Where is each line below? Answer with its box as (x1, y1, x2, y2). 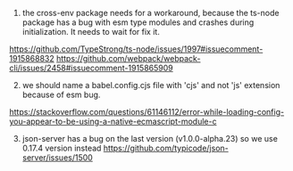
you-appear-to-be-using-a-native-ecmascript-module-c (9, 116, 217, 126)
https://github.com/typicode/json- (103, 142, 230, 153)
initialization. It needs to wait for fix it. (21, 27, 161, 37)
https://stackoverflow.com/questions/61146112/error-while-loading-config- (9, 107, 284, 117)
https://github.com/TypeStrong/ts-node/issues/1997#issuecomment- (9, 44, 264, 54)
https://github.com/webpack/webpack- (56, 53, 201, 63)
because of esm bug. (21, 89, 101, 100)
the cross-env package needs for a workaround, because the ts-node (21, 8, 280, 18)
